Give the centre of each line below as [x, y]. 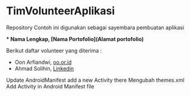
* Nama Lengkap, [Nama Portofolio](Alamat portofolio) [75, 39]
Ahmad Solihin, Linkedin [44, 68]
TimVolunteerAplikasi [61, 11]
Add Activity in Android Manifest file [50, 86]
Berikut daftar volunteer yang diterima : [54, 50]
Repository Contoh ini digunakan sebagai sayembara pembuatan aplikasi [95, 27]
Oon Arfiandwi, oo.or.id [43, 62]
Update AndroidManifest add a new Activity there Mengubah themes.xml [95, 80]
